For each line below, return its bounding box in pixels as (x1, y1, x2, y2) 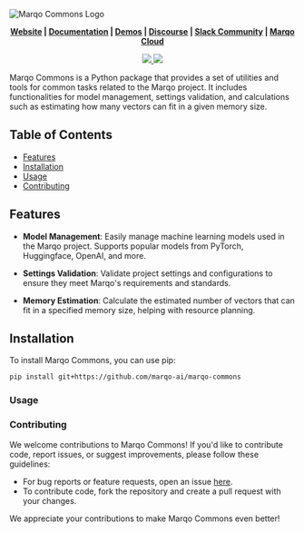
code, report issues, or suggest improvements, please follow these (9, 449, 260, 459)
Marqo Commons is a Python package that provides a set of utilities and (9, 73, 279, 83)
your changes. (22, 495, 77, 506)
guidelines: (9, 459, 51, 469)
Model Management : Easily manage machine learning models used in (22, 231, 285, 242)
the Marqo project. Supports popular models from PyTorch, (22, 241, 244, 252)
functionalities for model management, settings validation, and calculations (9, 92, 290, 102)
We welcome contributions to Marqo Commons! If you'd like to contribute (9, 439, 284, 449)
